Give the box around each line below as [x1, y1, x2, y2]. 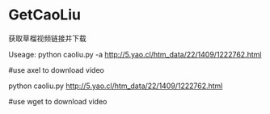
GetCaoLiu [8, 6, 81, 24]
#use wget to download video [8, 96, 108, 106]
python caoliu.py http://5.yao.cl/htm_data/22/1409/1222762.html [8, 81, 223, 91]
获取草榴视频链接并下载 [8, 33, 86, 43]
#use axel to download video [8, 65, 105, 74]
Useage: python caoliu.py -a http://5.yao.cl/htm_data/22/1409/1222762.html [8, 49, 262, 59]
